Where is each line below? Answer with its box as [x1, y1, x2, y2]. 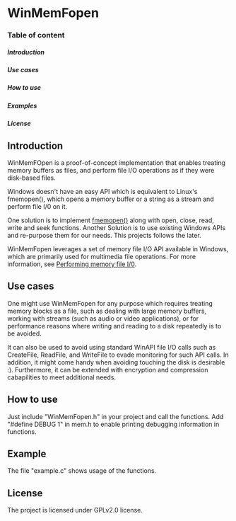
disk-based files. [7, 173, 57, 182]
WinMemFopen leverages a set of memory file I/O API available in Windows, [7, 245, 229, 253]
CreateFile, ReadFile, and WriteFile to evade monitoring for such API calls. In [7, 350, 229, 359]
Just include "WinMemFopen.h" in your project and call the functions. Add [7, 412, 224, 420]
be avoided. [7, 329, 42, 338]
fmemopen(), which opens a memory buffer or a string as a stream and [7, 195, 214, 203]
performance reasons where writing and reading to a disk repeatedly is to [7, 321, 222, 330]
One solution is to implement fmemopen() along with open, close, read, [7, 216, 214, 224]
